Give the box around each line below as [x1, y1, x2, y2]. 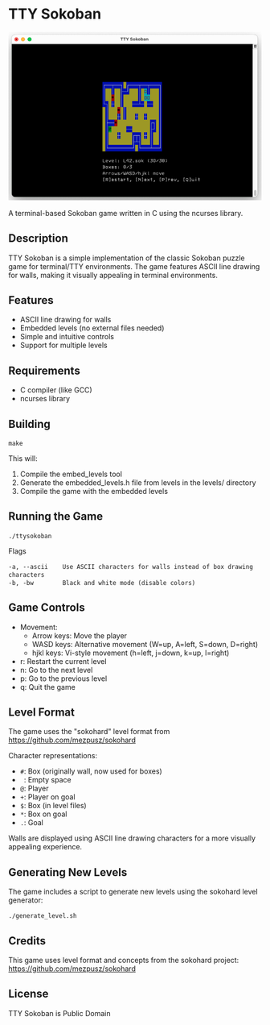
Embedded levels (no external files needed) [19, 323, 165, 333]
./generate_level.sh [8, 912, 78, 920]
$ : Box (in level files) [19, 801, 87, 811]
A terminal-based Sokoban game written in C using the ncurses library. [8, 208, 243, 218]
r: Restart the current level [19, 656, 107, 666]
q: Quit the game [19, 682, 76, 691]
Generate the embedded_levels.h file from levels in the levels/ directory [19, 477, 256, 488]
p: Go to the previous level [19, 674, 108, 683]
